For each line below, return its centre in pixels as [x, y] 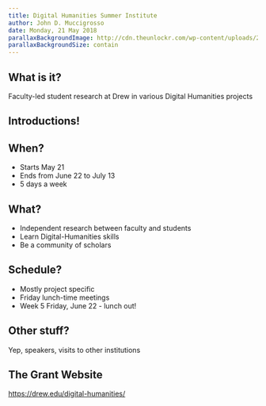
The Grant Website [55, 375]
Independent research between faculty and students [105, 228]
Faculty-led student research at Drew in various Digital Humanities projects [131, 96]
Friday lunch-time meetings [65, 297]
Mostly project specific [57, 289]
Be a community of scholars [65, 245]
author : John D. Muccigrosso [56, 23]
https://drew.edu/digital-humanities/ [67, 394]
